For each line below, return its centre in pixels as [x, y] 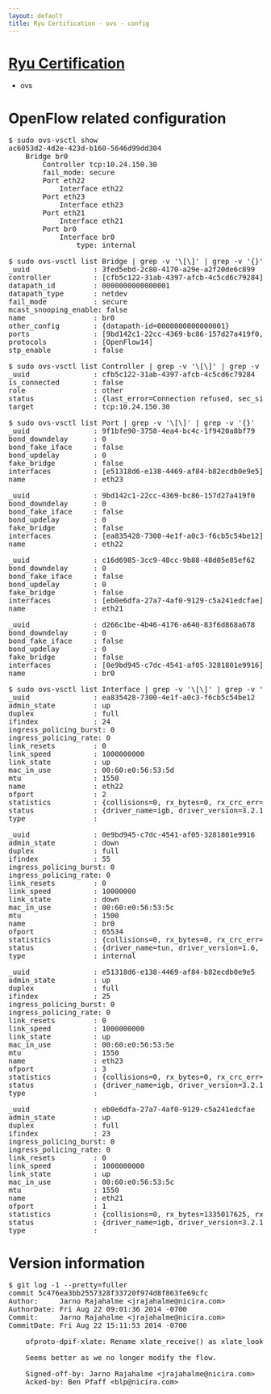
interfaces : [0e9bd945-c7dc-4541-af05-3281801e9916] [136, 666]
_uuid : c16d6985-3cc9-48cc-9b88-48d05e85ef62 [132, 561]
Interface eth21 [91, 221]
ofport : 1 [57, 1207]
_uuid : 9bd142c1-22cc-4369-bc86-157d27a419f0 [132, 496]
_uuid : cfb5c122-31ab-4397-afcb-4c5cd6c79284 [132, 375]
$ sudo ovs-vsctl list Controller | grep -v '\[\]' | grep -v [134, 367]
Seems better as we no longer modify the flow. [121, 1358]
